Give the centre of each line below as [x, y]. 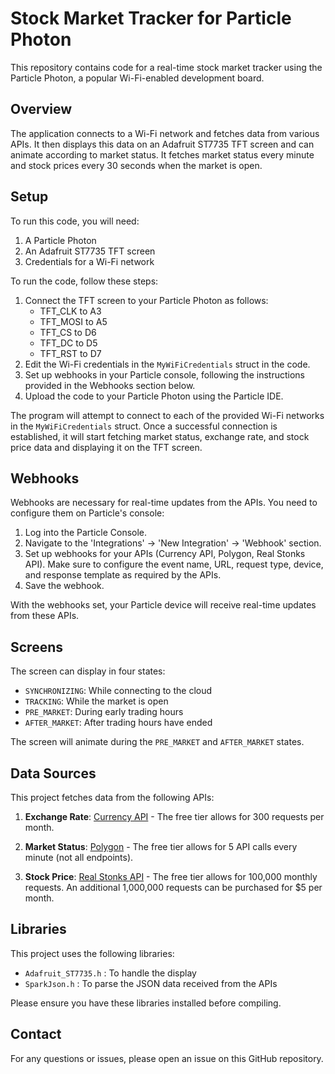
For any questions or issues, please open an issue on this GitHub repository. [167, 1058]
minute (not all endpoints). [79, 857]
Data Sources [53, 773]
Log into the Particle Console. [86, 533]
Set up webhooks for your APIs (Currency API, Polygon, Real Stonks [165, 554]
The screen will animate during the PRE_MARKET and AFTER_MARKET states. [157, 742]
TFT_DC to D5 [68, 343]
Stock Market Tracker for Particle [151, 18]
